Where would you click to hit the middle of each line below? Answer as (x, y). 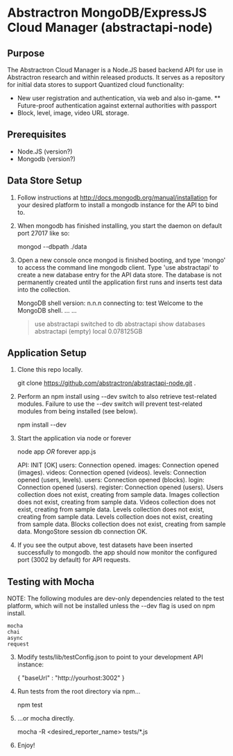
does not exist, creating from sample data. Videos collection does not (116, 502)
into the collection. (44, 289)
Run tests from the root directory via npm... (79, 691)
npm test (30, 705)
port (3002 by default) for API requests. (74, 560)
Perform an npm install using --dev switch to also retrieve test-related (117, 397)
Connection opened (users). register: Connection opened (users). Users (120, 487)
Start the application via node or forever (74, 438)
